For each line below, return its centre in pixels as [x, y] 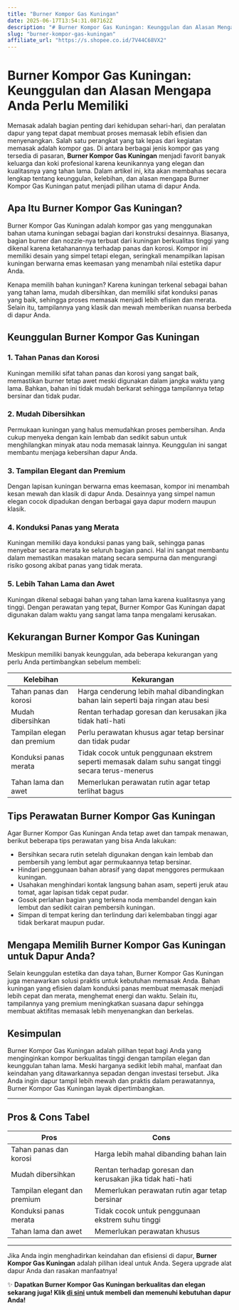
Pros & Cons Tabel [49, 1118]
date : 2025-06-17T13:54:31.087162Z [60, 21]
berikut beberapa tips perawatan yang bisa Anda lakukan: [92, 841]
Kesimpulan [34, 1034]
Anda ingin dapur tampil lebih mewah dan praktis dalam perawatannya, [111, 1081]
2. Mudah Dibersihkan [46, 414]
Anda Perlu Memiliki [68, 106]
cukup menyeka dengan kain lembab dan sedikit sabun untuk [97, 437]
